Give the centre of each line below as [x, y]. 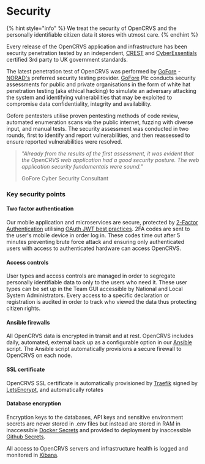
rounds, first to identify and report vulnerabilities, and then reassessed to [99, 135]
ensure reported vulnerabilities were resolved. [64, 141]
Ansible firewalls [28, 322]
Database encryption [34, 403]
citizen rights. [24, 308]
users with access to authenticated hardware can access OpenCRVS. [94, 248]
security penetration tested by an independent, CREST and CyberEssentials [102, 53]
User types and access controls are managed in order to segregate [91, 276]
